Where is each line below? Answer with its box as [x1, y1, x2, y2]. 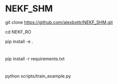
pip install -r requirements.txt [5, 56, 65, 62]
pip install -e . [5, 38, 33, 44]
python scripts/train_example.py [5, 73, 71, 79]
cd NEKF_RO [5, 29, 31, 35]
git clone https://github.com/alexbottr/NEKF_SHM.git [5, 19, 113, 25]
